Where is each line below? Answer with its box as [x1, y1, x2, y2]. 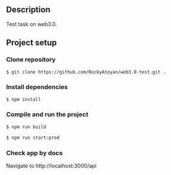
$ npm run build [6, 124, 46, 130]
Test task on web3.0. [6, 20, 58, 27]
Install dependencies [6, 83, 68, 91]
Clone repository [6, 56, 56, 64]
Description [6, 5, 50, 15]
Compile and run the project [6, 110, 88, 119]
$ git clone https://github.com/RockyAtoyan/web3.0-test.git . [6, 69, 166, 75]
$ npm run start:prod [6, 135, 60, 141]
